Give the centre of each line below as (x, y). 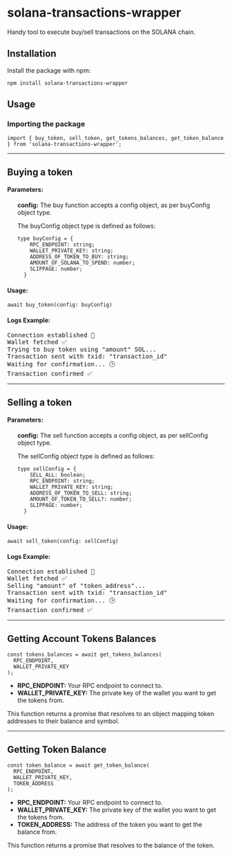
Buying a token (40, 172)
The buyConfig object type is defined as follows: (86, 226)
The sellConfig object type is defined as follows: (86, 456)
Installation (32, 54)
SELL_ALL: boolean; (58, 475)
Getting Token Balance (57, 749)
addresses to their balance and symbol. (63, 721)
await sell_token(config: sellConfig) (63, 542)
